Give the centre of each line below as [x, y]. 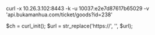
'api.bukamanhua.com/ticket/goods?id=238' [59, 15]
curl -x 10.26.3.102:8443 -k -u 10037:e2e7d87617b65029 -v [78, 8]
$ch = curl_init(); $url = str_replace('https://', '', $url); [69, 26]
